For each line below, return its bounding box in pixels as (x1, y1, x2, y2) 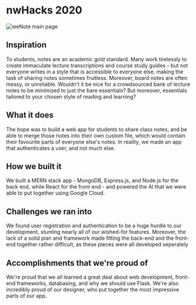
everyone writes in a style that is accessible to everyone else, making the (6, 68, 184, 75)
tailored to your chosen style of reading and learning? (6, 93, 137, 100)
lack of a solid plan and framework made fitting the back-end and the (6, 234, 174, 242)
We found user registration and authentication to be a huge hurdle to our (6, 222, 182, 229)
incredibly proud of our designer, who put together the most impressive (6, 286, 180, 293)
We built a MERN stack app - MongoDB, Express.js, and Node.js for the (6, 177, 179, 184)
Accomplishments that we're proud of (6, 258, 148, 268)
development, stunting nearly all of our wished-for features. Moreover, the (6, 229, 187, 236)
